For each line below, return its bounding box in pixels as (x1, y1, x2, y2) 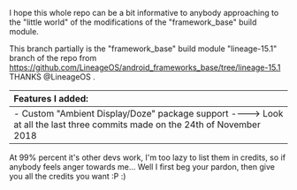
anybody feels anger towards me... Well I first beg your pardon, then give (9, 162, 276, 171)
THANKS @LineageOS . (9, 72, 95, 82)
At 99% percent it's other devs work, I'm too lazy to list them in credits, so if (9, 152, 286, 163)
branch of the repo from (9, 53, 97, 63)
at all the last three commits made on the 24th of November (13, 118, 261, 131)
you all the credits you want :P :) (9, 171, 126, 181)
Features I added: (13, 93, 88, 104)
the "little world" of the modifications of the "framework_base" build (9, 17, 257, 27)
